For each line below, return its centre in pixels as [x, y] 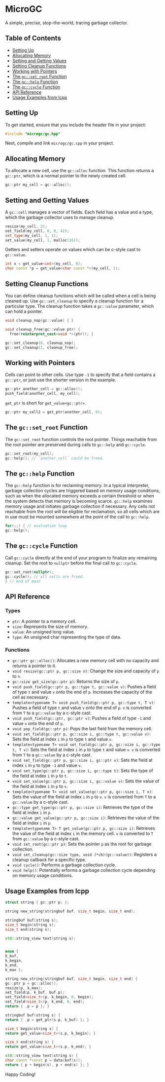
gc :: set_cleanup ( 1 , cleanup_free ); [42, 347]
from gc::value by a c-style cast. [46, 839]
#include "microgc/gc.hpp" [33, 134]
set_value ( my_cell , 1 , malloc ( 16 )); [43, 240]
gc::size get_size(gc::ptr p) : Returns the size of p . [66, 681]
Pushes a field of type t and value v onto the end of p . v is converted [82, 708]
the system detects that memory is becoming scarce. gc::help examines [79, 501]
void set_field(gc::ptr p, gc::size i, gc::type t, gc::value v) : [81, 734]
